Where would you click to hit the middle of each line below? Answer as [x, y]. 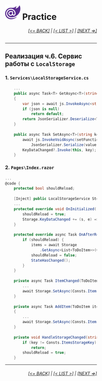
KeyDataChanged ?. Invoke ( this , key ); [59, 150]
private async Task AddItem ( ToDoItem [52, 307]
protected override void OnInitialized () [56, 209]
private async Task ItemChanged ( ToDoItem [56, 281]
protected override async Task [45, 235]
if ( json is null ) [41, 109]
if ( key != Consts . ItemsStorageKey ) [59, 343]
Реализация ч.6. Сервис [44, 56]
